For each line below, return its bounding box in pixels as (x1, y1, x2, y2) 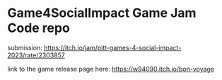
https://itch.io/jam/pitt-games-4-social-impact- (43, 43, 182, 52)
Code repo (7, 20, 71, 36)
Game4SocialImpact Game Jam (7, 5, 197, 21)
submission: (7, 43, 42, 52)
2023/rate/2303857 (7, 51, 65, 59)
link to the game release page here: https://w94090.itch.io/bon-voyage (7, 64, 214, 73)
